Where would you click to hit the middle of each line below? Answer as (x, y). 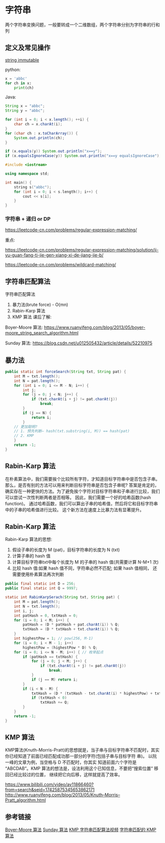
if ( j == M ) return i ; (55, 680)
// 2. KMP (24, 436)
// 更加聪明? (26, 427)
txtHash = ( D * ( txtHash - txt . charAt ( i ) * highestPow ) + (92, 693)
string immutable (22, 60)
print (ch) (24, 88)
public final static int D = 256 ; (41, 584)
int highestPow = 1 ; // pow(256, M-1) (54, 639)
